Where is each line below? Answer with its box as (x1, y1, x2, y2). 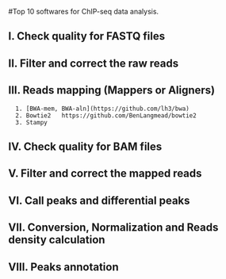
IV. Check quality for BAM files (8, 139, 163, 153)
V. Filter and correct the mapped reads (8, 166, 202, 181)
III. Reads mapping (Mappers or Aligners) (8, 83, 216, 97)
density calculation (8, 233, 105, 247)
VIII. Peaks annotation (8, 260, 119, 273)
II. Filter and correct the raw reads (8, 56, 179, 70)
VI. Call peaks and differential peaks (8, 193, 190, 207)
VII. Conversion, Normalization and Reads (8, 221, 219, 235)
